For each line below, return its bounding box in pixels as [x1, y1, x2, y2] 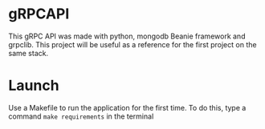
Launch [8, 77, 59, 95]
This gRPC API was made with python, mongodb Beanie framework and [8, 31, 246, 41]
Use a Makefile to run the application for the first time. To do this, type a [8, 103, 247, 112]
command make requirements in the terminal [8, 111, 154, 121]
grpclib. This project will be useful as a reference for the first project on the [8, 39, 257, 49]
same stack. [8, 48, 49, 58]
